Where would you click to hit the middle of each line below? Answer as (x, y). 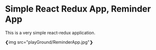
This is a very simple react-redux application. (50, 33)
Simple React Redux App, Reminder (78, 9)
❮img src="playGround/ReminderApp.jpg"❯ (49, 42)
